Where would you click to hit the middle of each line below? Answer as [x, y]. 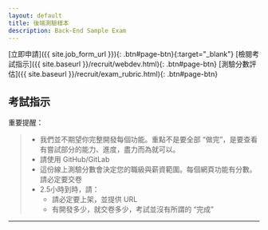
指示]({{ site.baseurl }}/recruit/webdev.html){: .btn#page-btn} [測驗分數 [132, 64]
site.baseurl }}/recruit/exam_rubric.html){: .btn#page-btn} [123, 74]
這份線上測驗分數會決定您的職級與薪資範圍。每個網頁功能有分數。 [148, 169]
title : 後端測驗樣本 [39, 23]
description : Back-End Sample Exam [67, 30]
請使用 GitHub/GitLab [75, 160]
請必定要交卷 [61, 180]
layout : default [35, 16]
